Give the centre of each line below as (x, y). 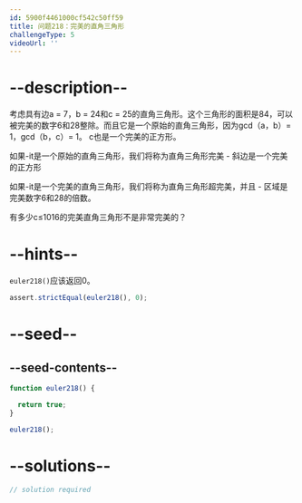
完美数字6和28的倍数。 (53, 198)
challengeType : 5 (42, 34)
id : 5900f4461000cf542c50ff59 (67, 18)
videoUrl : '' (34, 43)
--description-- (69, 88)
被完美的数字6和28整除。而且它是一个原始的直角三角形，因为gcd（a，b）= (151, 126)
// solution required (50, 490)
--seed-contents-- (63, 368)
